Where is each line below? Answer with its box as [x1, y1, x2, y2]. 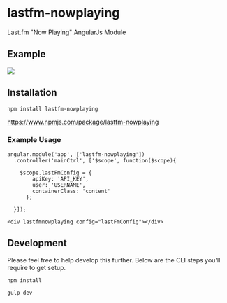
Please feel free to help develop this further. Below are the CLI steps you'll [7, 255, 221, 264]
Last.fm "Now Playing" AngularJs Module [7, 28, 126, 36]
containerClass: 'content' [32, 188, 111, 195]
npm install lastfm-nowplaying [7, 105, 98, 113]
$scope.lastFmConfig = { [20, 169, 92, 176]
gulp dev [7, 289, 33, 296]
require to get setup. [7, 263, 66, 272]
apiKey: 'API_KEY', [32, 175, 89, 183]
